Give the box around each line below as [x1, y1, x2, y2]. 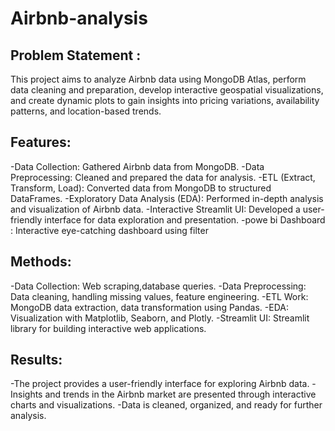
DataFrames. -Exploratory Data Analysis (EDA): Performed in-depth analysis [10, 192, 324, 204]
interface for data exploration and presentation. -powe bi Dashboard [44, 213, 326, 226]
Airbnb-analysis [10, 7, 148, 30]
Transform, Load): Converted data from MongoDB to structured [10, 182, 272, 194]
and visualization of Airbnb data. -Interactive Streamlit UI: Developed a [10, 203, 301, 215]
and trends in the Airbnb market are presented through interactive [44, 388, 317, 401]
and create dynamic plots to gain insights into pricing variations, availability [10, 95, 320, 106]
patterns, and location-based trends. [10, 105, 162, 117]
